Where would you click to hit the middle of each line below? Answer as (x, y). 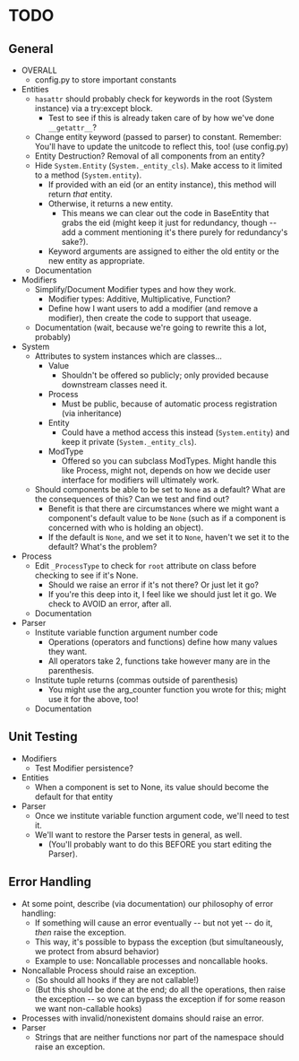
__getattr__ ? (73, 127)
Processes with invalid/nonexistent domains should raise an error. (143, 1018)
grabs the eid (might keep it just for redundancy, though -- (169, 222)
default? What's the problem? (103, 547)
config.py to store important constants (105, 80)
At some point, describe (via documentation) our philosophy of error (147, 903)
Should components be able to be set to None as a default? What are (160, 489)
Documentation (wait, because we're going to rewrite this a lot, (150, 327)
